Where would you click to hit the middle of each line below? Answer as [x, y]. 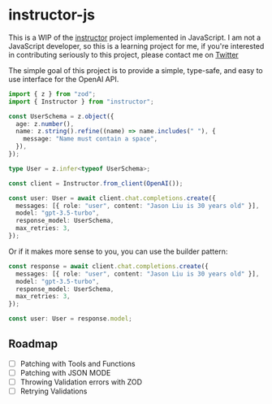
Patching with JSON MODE [65, 372]
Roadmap [33, 344]
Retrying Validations [54, 391]
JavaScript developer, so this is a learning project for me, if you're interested [136, 46]
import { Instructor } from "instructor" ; [81, 102]
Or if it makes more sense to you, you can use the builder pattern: [118, 251]
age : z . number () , [45, 124]
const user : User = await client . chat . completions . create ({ [112, 198]
